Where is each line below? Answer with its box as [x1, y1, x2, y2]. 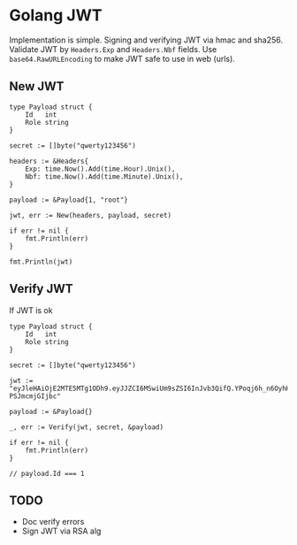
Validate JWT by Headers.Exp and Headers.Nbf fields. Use [9, 43, 217, 54]
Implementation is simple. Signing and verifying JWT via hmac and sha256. [9, 35, 284, 45]
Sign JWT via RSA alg [21, 526, 102, 536]
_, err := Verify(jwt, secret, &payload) [9, 422, 164, 432]
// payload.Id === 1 [9, 469, 86, 478]
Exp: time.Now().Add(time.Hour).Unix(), [25, 165, 176, 173]
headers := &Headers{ [9, 157, 89, 165]
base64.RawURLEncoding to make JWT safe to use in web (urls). [9, 53, 236, 64]
